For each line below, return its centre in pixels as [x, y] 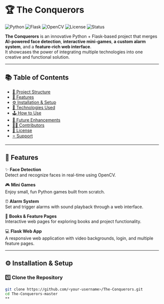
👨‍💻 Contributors [28, 125]
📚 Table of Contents [37, 77]
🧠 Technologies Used [33, 107]
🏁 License [22, 130]
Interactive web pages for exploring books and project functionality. [73, 221]
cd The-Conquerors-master [31, 294]
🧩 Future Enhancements [36, 120]
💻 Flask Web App [24, 231]
